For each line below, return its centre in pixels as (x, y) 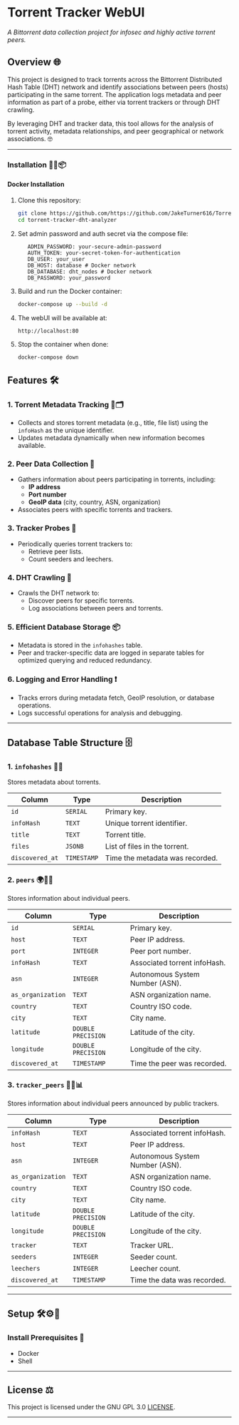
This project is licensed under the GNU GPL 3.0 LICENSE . (91, 1407)
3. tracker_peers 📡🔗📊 (45, 1085)
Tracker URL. (152, 1245)
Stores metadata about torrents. (54, 782)
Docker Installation (36, 184)
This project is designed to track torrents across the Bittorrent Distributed (115, 79)
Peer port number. (161, 951)
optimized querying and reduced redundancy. (85, 660)
